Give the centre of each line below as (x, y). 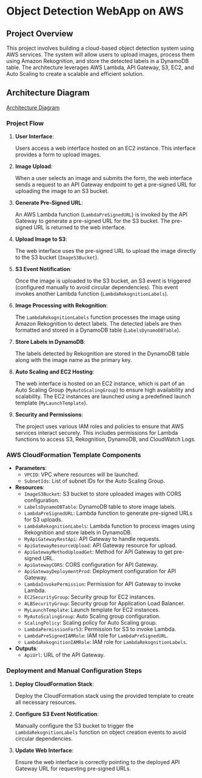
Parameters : (31, 468)
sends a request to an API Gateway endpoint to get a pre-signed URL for (106, 185)
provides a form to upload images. (58, 155)
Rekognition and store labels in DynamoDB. (78, 532)
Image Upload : (34, 166)
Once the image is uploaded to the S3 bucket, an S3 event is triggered (103, 281)
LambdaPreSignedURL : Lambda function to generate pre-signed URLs (108, 513)
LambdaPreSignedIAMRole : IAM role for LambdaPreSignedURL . (96, 635)
